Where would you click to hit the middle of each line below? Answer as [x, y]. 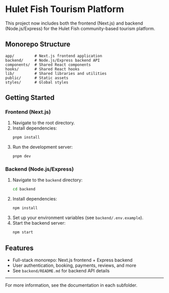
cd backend [24, 189]
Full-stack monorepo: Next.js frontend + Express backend [72, 260]
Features [19, 248]
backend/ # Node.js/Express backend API [53, 60]
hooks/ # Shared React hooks [43, 69]
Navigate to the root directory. [44, 123]
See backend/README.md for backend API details [61, 270]
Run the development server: [43, 147]
